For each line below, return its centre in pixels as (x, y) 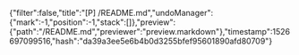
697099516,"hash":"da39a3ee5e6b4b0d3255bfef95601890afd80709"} (141, 41)
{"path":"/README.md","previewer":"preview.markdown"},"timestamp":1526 (150, 31)
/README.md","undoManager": (155, 13)
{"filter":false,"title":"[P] (53, 13)
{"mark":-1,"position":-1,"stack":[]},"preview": (93, 22)
